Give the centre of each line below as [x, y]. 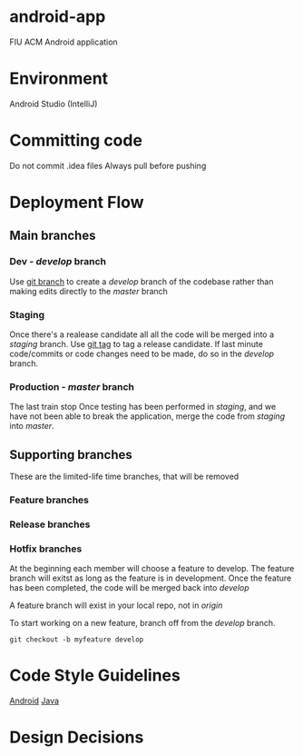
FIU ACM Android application [64, 42]
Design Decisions [77, 737]
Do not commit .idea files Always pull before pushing [108, 165]
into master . [32, 426]
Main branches [53, 236]
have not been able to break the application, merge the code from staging [147, 416]
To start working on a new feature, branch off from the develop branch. [142, 623]
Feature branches [49, 500]
